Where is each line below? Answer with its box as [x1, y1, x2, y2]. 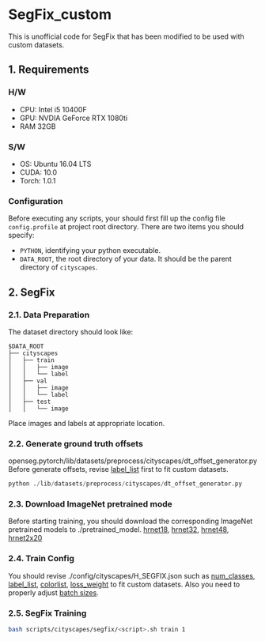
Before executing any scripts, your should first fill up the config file [8, 213, 225, 223]
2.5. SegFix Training [8, 607, 87, 618]
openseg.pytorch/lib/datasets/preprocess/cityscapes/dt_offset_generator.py [8, 456, 258, 466]
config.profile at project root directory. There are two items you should [8, 222, 244, 232]
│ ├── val [8, 377, 47, 385]
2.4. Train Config [8, 553, 75, 564]
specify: [8, 231, 35, 240]
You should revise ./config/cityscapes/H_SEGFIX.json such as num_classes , [8, 571, 256, 580]
